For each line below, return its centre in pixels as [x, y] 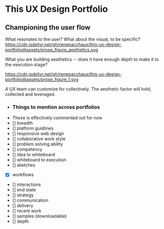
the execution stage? [26, 65]
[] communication [30, 200]
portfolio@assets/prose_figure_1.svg [42, 79]
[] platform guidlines [33, 128]
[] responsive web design [38, 134]
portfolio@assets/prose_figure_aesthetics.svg [52, 50]
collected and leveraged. [30, 94]
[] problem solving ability [38, 144]
